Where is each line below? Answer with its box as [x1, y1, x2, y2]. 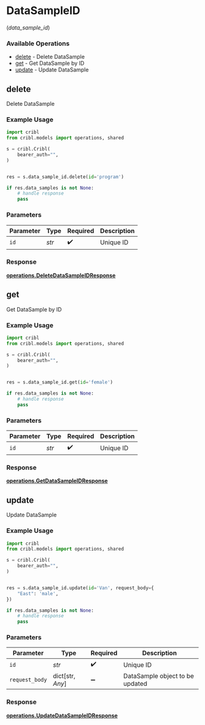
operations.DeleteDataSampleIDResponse [6, 272, 116, 279]
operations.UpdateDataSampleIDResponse [6, 712, 118, 719]
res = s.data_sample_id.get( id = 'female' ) [6, 379, 113, 385]
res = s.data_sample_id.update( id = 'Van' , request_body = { [6, 585, 154, 591]
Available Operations [6, 39, 70, 48]
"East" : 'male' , [17, 590, 59, 597]
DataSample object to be [123, 672, 194, 680]
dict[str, [52, 672, 76, 680]
